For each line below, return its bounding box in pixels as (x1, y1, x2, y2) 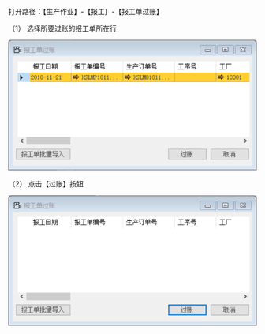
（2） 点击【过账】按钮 (8, 178, 84, 188)
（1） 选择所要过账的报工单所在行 (8, 24, 117, 33)
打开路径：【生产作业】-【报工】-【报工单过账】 (8, 7, 163, 16)
